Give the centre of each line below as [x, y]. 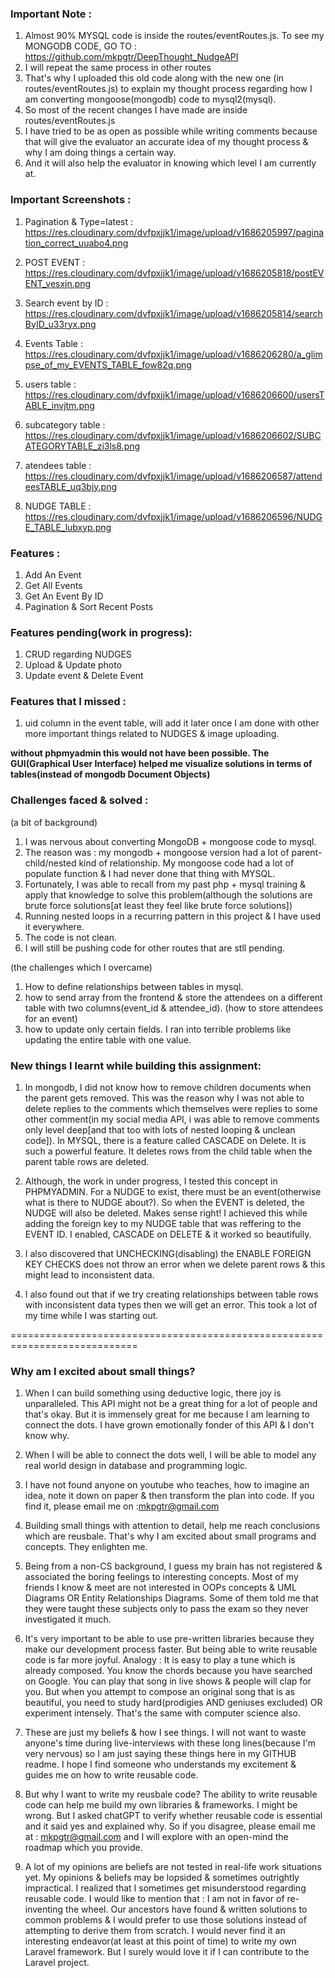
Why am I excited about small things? [103, 1371]
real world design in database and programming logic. [136, 1466]
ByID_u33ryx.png [60, 324]
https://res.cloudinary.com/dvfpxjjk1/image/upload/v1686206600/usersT [174, 394]
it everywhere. [54, 926]
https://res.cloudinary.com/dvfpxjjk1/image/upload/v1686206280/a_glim [173, 354]
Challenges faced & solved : [79, 800]
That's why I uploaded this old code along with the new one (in [154, 78]
